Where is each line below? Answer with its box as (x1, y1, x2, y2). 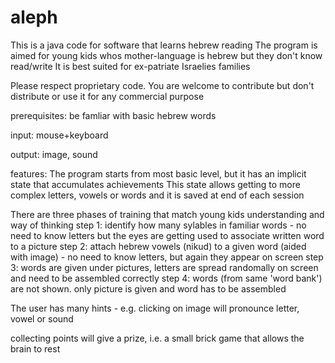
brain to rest (10, 342, 61, 355)
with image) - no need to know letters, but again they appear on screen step (10, 251, 324, 263)
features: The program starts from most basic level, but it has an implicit (10, 167, 307, 180)
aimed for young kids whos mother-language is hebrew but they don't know (10, 49, 323, 61)
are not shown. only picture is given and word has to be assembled (10, 282, 287, 295)
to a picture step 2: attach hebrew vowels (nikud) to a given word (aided (10, 240, 307, 252)
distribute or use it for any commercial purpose (10, 90, 205, 102)
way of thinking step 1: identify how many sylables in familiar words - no (10, 219, 307, 231)
